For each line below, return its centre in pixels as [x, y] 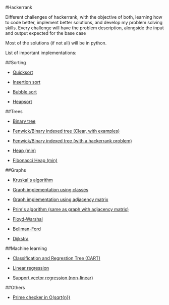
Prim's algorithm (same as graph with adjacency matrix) [71, 209]
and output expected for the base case [46, 33]
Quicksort [23, 72]
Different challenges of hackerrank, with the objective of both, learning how [84, 17]
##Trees [14, 111]
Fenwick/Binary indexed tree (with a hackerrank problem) [72, 141]
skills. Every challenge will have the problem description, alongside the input [84, 28]
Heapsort [22, 101]
